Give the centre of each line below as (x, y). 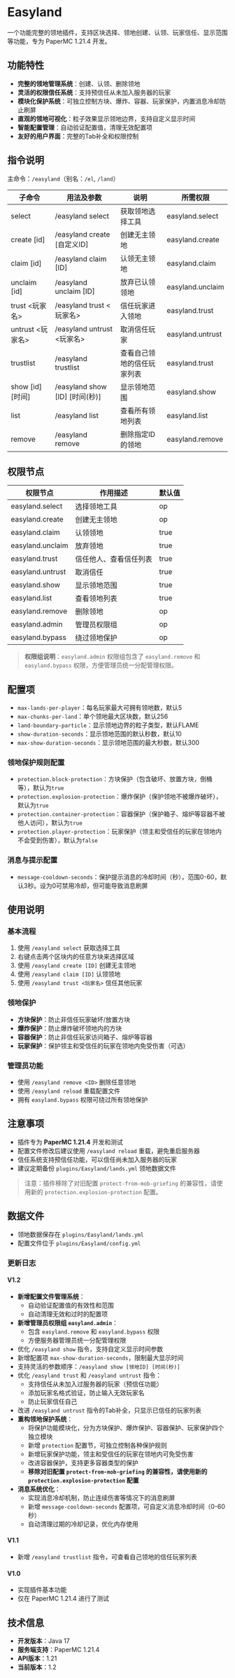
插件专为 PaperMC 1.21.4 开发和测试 (70, 1142)
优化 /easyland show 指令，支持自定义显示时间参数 (90, 1349)
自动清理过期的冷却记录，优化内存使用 (83, 1524)
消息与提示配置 (33, 860)
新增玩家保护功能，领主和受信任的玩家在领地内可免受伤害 (111, 1454)
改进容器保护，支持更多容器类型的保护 (83, 1462)
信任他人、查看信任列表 (114, 559)
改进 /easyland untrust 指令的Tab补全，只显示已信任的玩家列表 (109, 1410)
